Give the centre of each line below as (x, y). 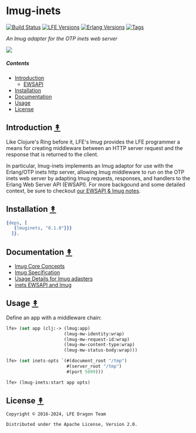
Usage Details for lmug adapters (53, 278)
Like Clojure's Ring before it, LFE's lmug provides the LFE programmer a (93, 142)
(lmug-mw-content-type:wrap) (99, 345)
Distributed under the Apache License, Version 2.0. (72, 425)
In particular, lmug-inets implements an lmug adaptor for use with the (89, 165)
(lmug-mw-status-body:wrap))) (101, 350)
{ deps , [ (17, 223)
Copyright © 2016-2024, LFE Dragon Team (56, 414)
